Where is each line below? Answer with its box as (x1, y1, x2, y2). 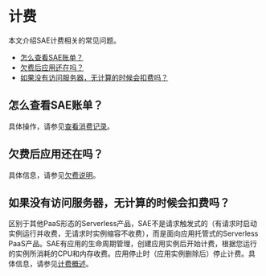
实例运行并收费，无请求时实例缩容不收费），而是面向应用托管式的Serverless (8, 229, 259, 238)
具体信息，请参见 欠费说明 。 (8, 170, 100, 179)
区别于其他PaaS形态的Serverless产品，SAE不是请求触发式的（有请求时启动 (8, 219, 257, 229)
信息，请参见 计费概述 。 (14, 259, 93, 269)
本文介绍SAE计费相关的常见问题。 (8, 35, 121, 45)
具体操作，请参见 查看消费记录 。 (8, 122, 114, 131)
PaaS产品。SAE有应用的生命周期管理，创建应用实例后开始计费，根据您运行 (8, 239, 257, 249)
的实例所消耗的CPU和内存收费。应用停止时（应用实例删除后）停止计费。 (8, 249, 249, 258)
